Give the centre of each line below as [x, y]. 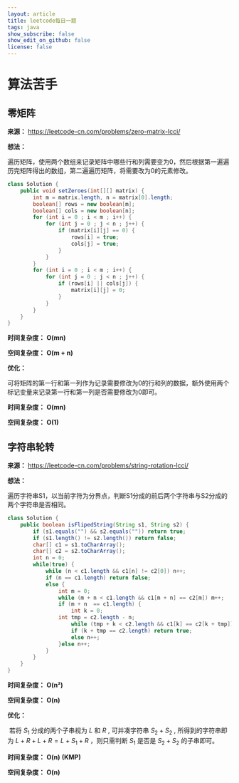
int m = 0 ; [74, 591]
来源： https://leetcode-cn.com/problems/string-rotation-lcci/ [98, 466]
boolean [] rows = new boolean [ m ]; [84, 204]
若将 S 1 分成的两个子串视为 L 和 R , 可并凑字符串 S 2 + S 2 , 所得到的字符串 [115, 731]
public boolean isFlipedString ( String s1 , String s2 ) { [105, 524]
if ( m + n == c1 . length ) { [100, 604]
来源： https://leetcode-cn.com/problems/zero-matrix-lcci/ [94, 131]
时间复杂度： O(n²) [35, 685]
